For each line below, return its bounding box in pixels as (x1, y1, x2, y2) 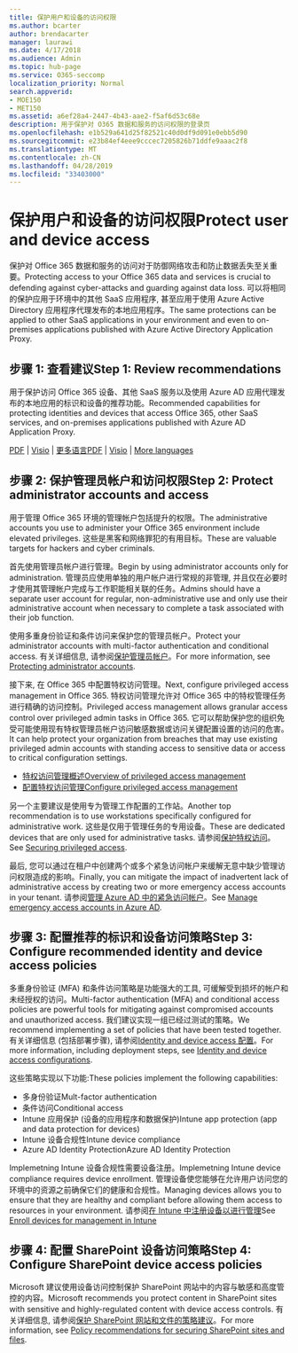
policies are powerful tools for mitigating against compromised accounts (9, 1004, 274, 1014)
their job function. (9, 612, 74, 622)
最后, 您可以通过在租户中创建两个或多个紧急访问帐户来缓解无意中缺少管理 (9, 860, 278, 871)
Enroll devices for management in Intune (9, 1215, 157, 1225)
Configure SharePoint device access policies (9, 1257, 263, 1272)
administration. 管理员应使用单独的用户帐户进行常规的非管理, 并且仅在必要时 (9, 572, 288, 583)
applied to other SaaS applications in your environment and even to (9, 315, 255, 325)
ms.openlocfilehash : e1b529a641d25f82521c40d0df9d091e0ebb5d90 (9, 129, 248, 137)
